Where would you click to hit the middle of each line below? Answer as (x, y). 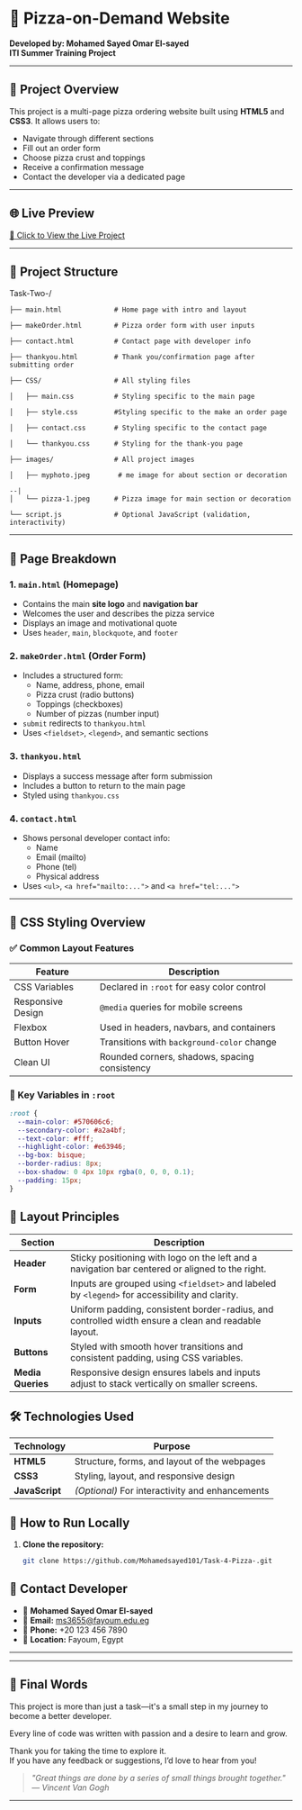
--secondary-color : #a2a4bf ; (72, 1130)
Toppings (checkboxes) (80, 704)
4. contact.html (43, 819)
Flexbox (31, 1027)
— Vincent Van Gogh (70, 1787)
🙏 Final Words (49, 1684)
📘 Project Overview (64, 90)
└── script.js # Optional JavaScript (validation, (130, 515)
